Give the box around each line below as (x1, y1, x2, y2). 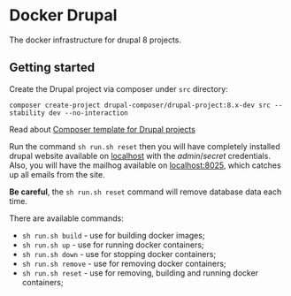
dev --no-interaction (48, 108, 128, 118)
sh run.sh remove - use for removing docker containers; (21, 258, 227, 269)
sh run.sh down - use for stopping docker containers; (21, 248, 217, 259)
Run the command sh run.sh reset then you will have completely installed (9, 140, 280, 151)
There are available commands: (9, 213, 124, 224)
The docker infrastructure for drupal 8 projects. (9, 34, 182, 45)
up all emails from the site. (9, 169, 105, 179)
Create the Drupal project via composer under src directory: (9, 83, 228, 94)
